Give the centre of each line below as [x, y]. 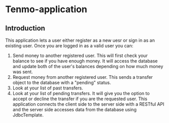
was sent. [23, 72]
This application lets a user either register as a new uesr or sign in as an [80, 40]
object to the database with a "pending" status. [62, 83]
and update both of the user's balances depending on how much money [88, 66]
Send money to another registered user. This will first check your [80, 55]
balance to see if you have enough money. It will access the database [85, 61]
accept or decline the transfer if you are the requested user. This [80, 99]
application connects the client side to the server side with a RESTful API [88, 104]
